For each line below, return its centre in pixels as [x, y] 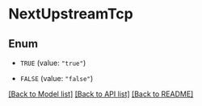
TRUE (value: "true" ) [53, 63]
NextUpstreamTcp [71, 14]
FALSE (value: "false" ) [57, 78]
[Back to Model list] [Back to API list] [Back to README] [101, 94]
